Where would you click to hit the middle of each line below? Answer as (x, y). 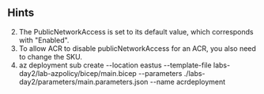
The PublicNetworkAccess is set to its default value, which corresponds (136, 31)
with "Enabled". (44, 40)
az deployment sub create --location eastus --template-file (115, 65)
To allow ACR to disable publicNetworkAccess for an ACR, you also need (137, 48)
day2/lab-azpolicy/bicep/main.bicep (78, 73)
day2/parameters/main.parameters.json (83, 81)
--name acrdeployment (188, 81)
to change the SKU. (50, 56)
